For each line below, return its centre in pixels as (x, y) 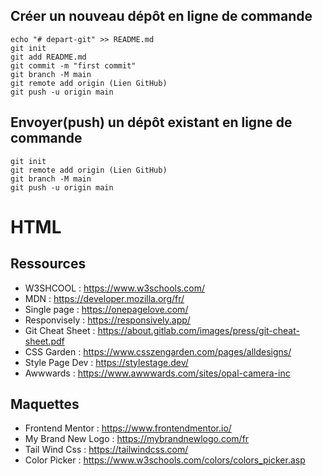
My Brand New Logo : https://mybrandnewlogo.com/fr (137, 439)
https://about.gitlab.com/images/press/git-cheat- (198, 330)
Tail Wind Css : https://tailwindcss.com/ (106, 450)
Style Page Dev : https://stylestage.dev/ (106, 362)
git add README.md (48, 57)
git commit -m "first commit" (73, 65)
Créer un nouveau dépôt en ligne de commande (161, 16)
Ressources (48, 264)
